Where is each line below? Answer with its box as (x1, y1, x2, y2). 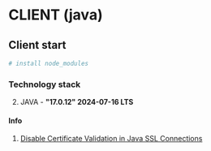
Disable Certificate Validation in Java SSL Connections (19, 134, 203, 144)
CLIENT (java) (8, 6, 103, 24)
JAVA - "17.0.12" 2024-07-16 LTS (19, 97, 134, 107)
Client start (8, 38, 67, 52)
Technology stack (8, 79, 81, 90)
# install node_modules (8, 59, 89, 67)
